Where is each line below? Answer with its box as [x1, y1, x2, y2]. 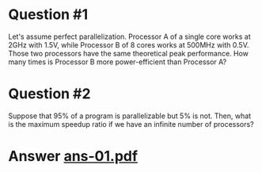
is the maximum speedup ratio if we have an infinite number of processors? [8, 119, 255, 128]
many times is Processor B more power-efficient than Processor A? [8, 57, 227, 67]
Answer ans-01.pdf [8, 147, 139, 166]
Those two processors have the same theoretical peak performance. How [8, 48, 249, 58]
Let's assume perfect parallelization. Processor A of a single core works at [8, 32, 251, 41]
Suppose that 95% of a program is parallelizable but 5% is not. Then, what [8, 111, 252, 120]
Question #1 [8, 6, 89, 24]
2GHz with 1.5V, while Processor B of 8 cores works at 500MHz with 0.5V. [8, 40, 249, 49]
